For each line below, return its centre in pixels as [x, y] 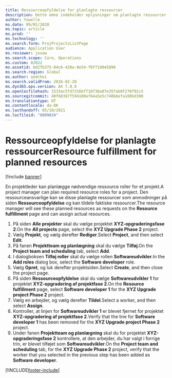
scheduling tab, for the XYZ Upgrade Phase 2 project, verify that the [86, 349]
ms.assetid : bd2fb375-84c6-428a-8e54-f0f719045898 [61, 67]
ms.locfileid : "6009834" [32, 115]
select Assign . [28, 306]
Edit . [18, 240]
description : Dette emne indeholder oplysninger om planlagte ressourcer [86, 15]
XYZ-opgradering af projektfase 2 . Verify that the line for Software [84, 316]
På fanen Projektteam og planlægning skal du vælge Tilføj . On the [83, 245]
